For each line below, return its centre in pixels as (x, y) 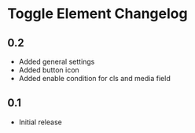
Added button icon (49, 70)
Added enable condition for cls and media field (94, 78)
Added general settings (57, 61)
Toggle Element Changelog (97, 14)
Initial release (40, 122)
